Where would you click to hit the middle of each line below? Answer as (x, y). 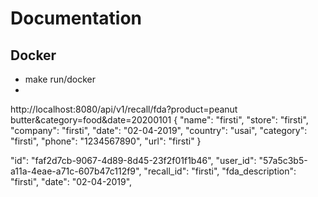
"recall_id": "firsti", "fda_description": (220, 171)
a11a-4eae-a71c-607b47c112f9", (76, 171)
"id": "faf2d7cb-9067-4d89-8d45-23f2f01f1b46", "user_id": (133, 160)
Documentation (76, 18)
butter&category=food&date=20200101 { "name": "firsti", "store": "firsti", (159, 120)
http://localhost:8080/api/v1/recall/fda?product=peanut (124, 109)
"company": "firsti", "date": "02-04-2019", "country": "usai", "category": (159, 130)
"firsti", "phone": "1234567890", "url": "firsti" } (106, 141)
